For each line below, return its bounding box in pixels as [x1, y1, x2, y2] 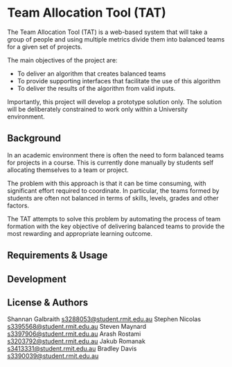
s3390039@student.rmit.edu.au [7, 352, 99, 360]
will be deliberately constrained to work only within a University [7, 105, 188, 113]
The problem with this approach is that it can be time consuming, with [7, 179, 206, 187]
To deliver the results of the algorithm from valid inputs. [17, 84, 176, 92]
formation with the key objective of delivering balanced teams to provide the [7, 222, 225, 230]
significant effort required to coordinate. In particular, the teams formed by [7, 186, 220, 195]
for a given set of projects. [7, 42, 83, 51]
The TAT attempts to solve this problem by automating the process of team [7, 214, 221, 223]
